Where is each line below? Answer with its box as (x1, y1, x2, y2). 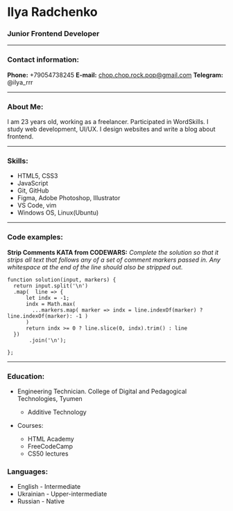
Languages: (7, 467, 49, 476)
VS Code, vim (17, 201, 57, 210)
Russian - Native (17, 497, 64, 505)
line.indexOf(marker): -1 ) (7, 312, 89, 319)
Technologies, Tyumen (17, 394, 83, 402)
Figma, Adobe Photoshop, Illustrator (17, 194, 121, 202)
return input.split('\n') (13, 282, 89, 289)
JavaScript (17, 179, 49, 188)
